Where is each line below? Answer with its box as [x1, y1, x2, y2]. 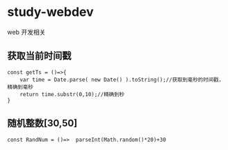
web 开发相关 [7, 28, 46, 36]
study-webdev [7, 4, 94, 20]
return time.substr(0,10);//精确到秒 [19, 91, 125, 97]
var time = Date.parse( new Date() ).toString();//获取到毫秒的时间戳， [19, 76, 225, 83]
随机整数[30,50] [7, 118, 78, 129]
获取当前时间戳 [7, 50, 72, 62]
